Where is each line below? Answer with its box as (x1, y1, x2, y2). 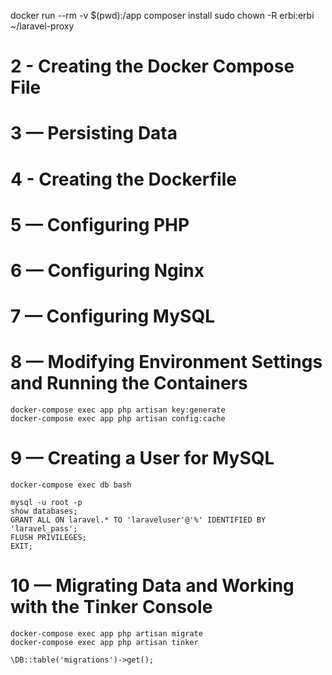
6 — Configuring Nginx (10, 259, 205, 282)
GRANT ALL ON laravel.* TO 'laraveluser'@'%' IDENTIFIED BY (10, 515, 267, 525)
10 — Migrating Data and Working (10, 575, 295, 597)
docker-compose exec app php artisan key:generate (10, 405, 226, 415)
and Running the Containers (10, 372, 248, 395)
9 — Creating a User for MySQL (10, 447, 275, 470)
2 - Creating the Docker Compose (10, 55, 295, 78)
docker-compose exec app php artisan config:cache (10, 414, 226, 424)
